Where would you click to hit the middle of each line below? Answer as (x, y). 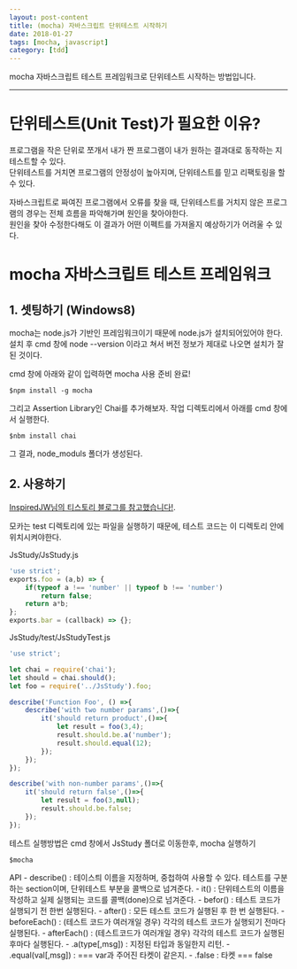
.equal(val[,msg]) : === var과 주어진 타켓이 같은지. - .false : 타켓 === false (141, 955)
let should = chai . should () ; (63, 678)
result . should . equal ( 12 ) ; (104, 743)
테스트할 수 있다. (38, 161)
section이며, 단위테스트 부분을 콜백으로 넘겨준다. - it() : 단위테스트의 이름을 (155, 888)
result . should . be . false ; (87, 809)
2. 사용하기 (38, 484)
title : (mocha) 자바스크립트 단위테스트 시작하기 (88, 26)
